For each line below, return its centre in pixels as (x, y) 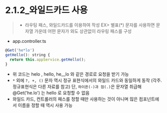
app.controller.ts (29, 41)
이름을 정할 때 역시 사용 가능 (45, 106)
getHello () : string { (28, 55)
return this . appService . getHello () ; (48, 59)
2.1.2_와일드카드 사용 (46, 10)
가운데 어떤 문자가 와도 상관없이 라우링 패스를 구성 (83, 31)
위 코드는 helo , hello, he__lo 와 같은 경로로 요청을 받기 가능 (70, 74)
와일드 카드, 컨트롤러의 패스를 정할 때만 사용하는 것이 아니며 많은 (75, 99)
